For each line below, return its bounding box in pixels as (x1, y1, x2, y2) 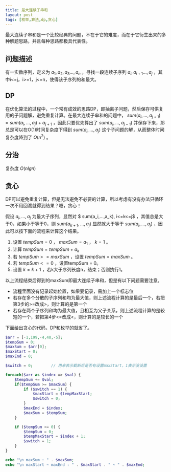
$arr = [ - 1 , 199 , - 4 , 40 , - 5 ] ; (5, 335, 63, 340)
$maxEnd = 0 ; (5, 354, 33, 359)
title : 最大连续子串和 (5, 7, 48, 13)
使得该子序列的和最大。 (50, 76, 100, 82)
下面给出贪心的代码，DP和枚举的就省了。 (5, 325, 92, 331)
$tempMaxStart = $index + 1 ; (23, 434, 86, 439)
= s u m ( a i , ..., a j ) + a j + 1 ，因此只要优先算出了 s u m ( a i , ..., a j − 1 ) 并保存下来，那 (5, 119, 165, 127)
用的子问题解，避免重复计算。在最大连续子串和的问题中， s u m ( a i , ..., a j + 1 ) (5, 112, 161, 119)
